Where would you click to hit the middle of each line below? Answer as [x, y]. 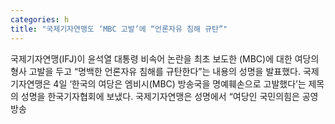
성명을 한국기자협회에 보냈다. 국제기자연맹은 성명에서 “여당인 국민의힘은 [160, 96]
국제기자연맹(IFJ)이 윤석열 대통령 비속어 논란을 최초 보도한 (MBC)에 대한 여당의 [165, 58]
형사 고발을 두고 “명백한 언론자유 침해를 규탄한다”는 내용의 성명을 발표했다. [155, 71]
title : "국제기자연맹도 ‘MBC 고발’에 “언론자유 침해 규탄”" [119, 29]
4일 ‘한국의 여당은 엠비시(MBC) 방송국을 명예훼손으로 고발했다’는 [180, 83]
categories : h [40, 19]
